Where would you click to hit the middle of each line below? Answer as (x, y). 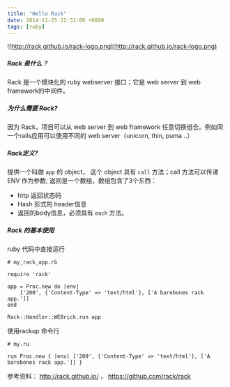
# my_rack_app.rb (32, 262)
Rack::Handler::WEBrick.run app (54, 317)
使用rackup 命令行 (33, 331)
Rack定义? (23, 153)
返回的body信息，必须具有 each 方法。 (72, 213)
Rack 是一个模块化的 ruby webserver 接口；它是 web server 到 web (104, 82)
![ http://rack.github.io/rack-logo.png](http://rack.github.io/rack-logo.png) (112, 47)
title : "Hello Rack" (37, 14)
